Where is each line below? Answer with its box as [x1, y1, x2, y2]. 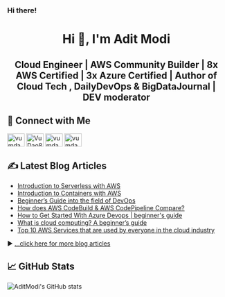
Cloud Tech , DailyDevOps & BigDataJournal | [17, 80, 216, 92]
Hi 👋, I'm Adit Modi [62, 31, 171, 47]
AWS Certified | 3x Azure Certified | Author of [15, 69, 217, 81]
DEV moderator [82, 91, 150, 103]
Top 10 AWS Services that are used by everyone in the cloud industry [17, 226, 215, 235]
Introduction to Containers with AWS [17, 189, 122, 198]
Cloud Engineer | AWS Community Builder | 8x [15, 58, 218, 71]
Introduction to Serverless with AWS [17, 182, 121, 190]
